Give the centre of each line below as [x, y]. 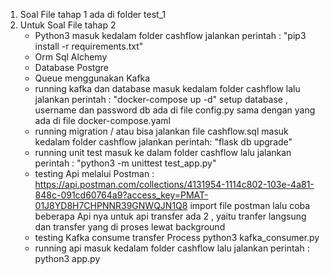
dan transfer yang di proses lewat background [130, 227]
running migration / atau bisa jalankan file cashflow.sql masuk [161, 131]
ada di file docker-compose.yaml [102, 120]
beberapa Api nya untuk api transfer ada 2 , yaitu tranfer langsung [170, 216]
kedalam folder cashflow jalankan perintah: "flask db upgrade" [163, 142]
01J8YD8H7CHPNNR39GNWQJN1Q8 [111, 205]
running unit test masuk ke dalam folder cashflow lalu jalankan [163, 152]
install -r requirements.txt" [89, 46]
